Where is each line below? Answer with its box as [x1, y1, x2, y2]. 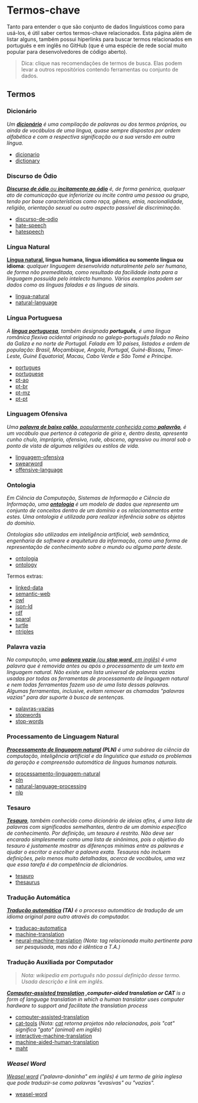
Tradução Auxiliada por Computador [6, 958, 114, 967]
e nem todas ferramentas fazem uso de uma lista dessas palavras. [6, 681, 170, 688]
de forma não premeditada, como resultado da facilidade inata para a [6, 269, 178, 276]
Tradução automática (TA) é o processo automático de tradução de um [6, 907, 183, 914]
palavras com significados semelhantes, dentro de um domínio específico [6, 824, 187, 830]
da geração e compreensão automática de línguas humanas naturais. [6, 759, 177, 766]
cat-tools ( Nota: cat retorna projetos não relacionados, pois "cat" [15, 1020, 175, 1027]
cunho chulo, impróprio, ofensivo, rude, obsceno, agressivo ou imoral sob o [6, 435, 191, 443]
